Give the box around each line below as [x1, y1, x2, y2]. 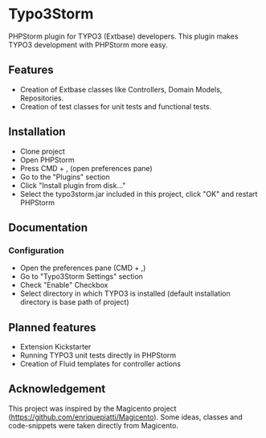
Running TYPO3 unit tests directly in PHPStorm [19, 350, 177, 360]
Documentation [8, 220, 88, 234]
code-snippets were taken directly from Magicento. [8, 420, 179, 430]
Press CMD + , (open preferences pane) [19, 163, 153, 173]
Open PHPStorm [19, 154, 75, 165]
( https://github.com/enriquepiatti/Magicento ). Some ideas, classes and [8, 411, 243, 422]
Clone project [19, 146, 66, 156]
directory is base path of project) [19, 297, 129, 307]
